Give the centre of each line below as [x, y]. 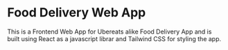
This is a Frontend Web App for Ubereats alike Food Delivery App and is [109, 32]
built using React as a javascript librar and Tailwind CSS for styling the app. [114, 38]
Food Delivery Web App [77, 13]
